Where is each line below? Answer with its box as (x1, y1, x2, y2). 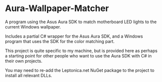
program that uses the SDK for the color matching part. (5, 38, 115, 44)
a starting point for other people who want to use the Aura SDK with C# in (5, 53, 152, 58)
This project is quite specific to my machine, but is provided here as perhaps (5, 48, 158, 54)
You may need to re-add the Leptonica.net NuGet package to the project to (5, 67, 155, 73)
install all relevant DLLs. (5, 72, 52, 78)
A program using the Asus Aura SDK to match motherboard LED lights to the (5, 19, 157, 25)
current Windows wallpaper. (5, 24, 61, 29)
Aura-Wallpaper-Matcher (5, 3, 109, 14)
